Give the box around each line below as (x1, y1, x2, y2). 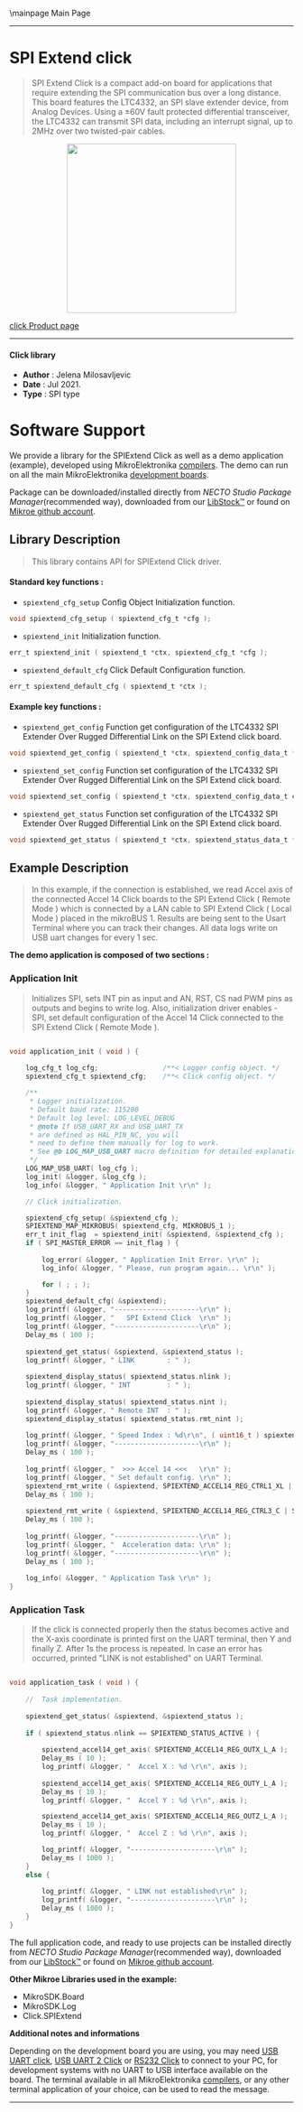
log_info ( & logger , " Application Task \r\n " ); (25, 1574, 212, 1583)
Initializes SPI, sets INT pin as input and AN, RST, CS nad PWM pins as (31, 992, 293, 1003)
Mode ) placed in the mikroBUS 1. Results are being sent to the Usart (31, 913, 287, 924)
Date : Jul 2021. (22, 379, 81, 390)
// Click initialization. (25, 1196, 124, 1206)
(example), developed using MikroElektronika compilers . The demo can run (9, 460, 289, 470)
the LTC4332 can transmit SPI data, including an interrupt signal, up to (31, 116, 293, 126)
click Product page (9, 320, 79, 330)
